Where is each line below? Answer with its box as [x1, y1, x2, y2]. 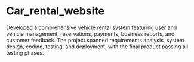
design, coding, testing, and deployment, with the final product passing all [6, 43, 189, 50]
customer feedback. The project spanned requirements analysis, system [6, 36, 184, 44]
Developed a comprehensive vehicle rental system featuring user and [6, 24, 177, 31]
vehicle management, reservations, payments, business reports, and [6, 30, 175, 37]
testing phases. [6, 49, 44, 56]
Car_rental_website [6, 4, 105, 18]
